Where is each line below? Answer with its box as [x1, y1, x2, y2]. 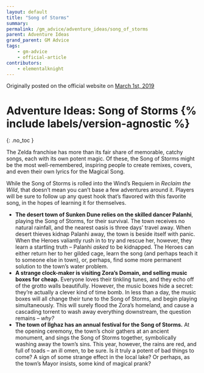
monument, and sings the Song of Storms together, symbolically [15, 334, 177, 341]
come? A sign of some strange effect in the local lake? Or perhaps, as [15, 353, 190, 361]
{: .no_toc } [6, 137, 34, 144]
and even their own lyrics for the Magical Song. [6, 168, 125, 176]
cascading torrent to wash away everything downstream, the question [15, 308, 191, 316]
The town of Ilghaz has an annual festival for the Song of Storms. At [15, 321, 190, 329]
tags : [6, 43, 20, 49]
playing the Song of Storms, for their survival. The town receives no [15, 218, 185, 225]
